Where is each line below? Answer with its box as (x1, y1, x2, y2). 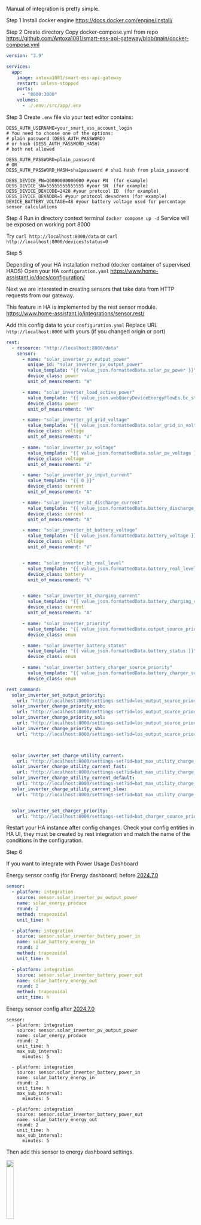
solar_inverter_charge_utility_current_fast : (11, 764, 127, 770)
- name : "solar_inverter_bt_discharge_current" (22, 500, 144, 506)
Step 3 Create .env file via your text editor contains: (6, 113, 133, 121)
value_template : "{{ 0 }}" (28, 477, 95, 484)
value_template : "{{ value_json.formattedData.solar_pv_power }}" (28, 367, 197, 374)
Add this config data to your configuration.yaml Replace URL (6, 321, 158, 328)
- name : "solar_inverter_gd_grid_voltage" (22, 417, 130, 423)
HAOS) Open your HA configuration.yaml (6, 267, 109, 274)
